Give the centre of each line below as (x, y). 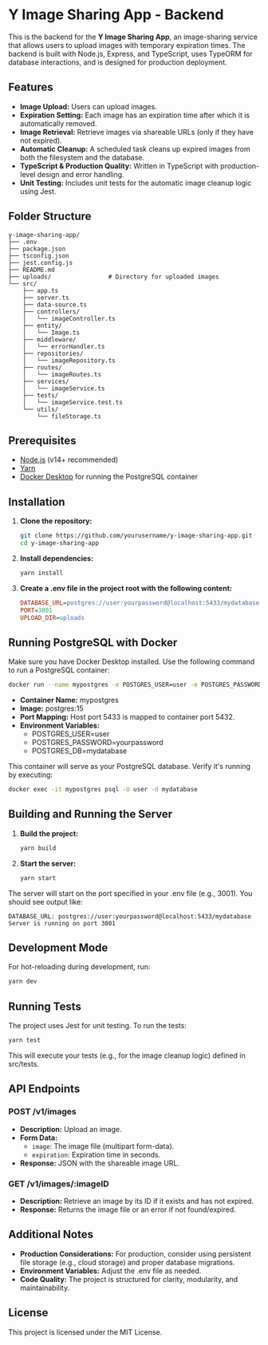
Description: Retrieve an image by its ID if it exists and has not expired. (136, 1201)
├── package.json (37, 249)
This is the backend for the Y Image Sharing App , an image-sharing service (133, 37)
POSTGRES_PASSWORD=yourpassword (97, 743)
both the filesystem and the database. (82, 157)
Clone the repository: (56, 521)
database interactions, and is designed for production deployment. (118, 62)
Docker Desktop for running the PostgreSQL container (109, 477)
